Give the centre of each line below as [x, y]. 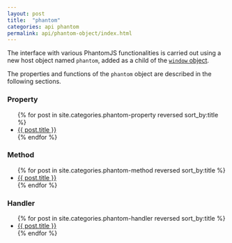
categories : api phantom [43, 27]
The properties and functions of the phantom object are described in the [109, 74]
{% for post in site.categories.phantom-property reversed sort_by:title [118, 115]
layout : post [26, 14]
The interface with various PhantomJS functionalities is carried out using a [114, 53]
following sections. [34, 82]
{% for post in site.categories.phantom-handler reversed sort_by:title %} [121, 219]
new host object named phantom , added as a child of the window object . [108, 61]
